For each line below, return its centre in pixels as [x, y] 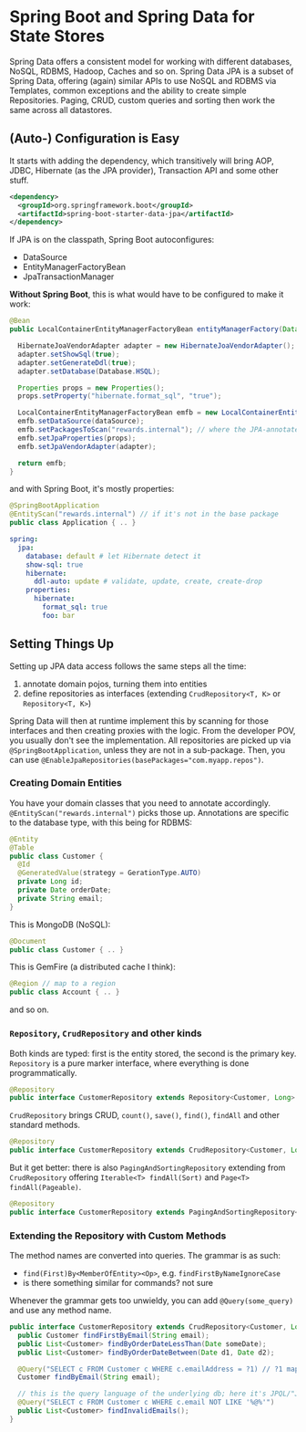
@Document [28, 941]
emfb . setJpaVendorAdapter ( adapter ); [87, 446]
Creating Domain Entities [66, 783]
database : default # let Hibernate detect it [114, 556]
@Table [22, 847]
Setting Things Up [61, 644]
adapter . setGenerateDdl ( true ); [77, 362]
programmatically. [43, 1072]
